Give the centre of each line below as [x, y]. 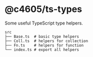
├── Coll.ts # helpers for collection [46, 41]
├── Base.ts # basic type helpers [42, 36]
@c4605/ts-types [43, 9]
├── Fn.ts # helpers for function [44, 45]
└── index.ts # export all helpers [42, 49]
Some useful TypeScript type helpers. [44, 23]
